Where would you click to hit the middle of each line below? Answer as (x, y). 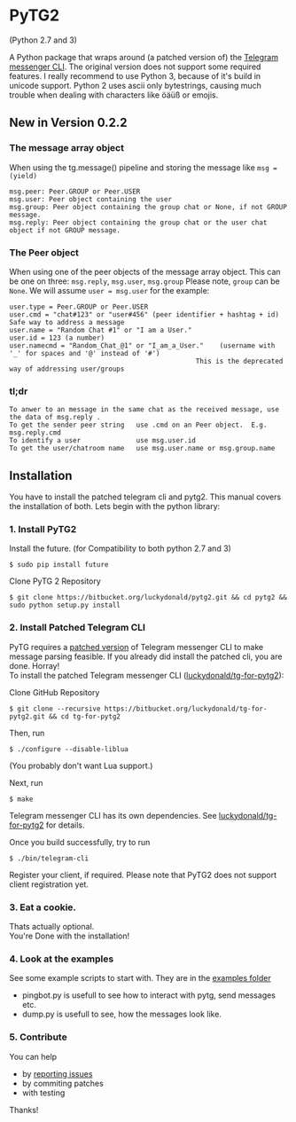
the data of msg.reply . (55, 418)
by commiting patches (62, 1083)
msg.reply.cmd (35, 433)
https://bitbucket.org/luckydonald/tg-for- (186, 709)
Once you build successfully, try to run (80, 842)
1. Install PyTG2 (43, 529)
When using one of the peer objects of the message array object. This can (145, 271)
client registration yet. (49, 884)
